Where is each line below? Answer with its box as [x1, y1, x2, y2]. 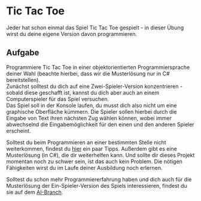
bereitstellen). [6, 76, 41, 83]
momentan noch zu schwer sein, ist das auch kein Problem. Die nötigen [6, 157, 182, 165]
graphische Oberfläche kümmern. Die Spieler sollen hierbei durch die [6, 108, 177, 115]
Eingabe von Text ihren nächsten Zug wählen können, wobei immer [6, 114, 172, 121]
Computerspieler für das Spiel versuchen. [6, 95, 109, 102]
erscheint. [6, 127, 31, 134]
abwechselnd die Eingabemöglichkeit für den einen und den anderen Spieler [6, 121, 194, 128]
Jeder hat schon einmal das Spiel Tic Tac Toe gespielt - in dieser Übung [6, 24, 184, 31]
